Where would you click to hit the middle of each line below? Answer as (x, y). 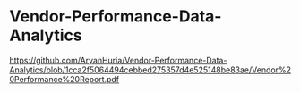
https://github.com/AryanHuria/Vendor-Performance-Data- (118, 60)
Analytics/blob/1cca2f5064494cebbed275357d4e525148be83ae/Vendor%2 (150, 70)
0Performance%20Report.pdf (64, 79)
